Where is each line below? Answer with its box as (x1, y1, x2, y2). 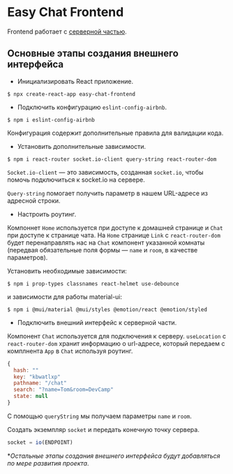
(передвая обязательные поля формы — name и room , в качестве (7, 245, 198, 254)
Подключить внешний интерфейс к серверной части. (17, 318, 177, 326)
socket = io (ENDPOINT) (7, 438, 73, 446)
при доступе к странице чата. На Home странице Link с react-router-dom (7, 231, 221, 239)
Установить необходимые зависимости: (7, 266, 127, 275)
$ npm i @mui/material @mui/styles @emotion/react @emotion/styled (7, 306, 208, 313)
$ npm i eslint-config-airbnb (7, 116, 96, 123)
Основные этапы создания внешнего (7, 48, 179, 59)
